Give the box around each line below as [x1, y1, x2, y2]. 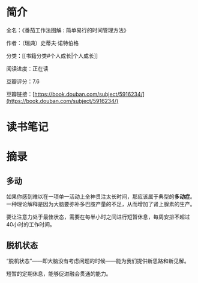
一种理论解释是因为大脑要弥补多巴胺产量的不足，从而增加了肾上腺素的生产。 [6, 201, 196, 208]
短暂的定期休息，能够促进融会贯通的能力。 [6, 270, 112, 277]
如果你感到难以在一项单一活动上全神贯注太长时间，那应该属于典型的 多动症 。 [6, 193, 196, 201]
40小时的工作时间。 [6, 221, 55, 228]
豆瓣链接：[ [6, 90, 35, 98]
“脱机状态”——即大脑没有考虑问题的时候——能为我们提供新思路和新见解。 [6, 257, 190, 264]
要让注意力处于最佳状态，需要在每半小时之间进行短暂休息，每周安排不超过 [6, 213, 190, 220]
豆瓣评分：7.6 [6, 78, 40, 85]
